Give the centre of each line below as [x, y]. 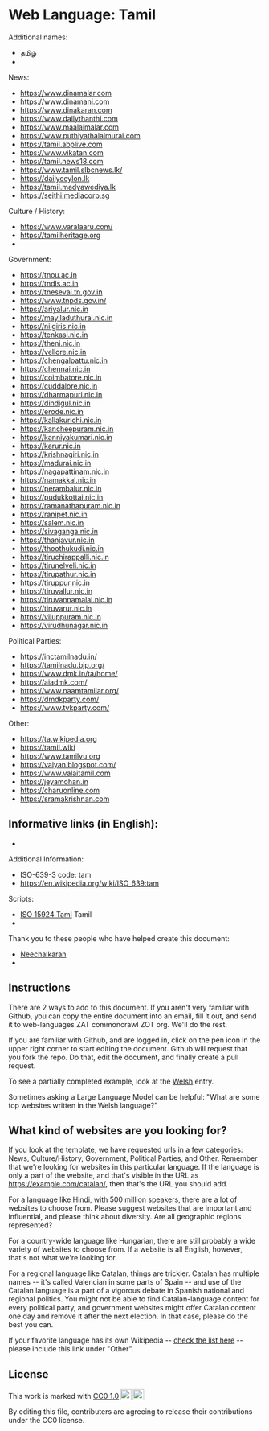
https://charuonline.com [60, 790]
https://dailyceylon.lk [55, 178]
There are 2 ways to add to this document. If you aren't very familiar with [129, 1007]
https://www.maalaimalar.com [69, 127]
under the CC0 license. [47, 1421]
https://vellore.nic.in [53, 352]
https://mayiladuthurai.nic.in [66, 317]
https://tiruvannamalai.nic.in [66, 599]
